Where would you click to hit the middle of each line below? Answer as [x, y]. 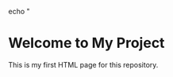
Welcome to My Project [86, 43]
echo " [19, 11]
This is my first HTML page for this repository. [83, 64]
